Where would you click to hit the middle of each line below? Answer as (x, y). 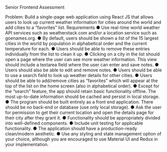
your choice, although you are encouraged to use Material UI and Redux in (82, 139)
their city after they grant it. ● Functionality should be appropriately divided (83, 118)
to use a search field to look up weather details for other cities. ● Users (79, 75)
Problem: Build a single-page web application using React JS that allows (79, 17)
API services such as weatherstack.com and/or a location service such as (81, 33)
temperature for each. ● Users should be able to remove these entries (78, 49)
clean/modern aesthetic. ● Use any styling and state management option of (83, 134)
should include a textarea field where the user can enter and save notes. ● (82, 65)
